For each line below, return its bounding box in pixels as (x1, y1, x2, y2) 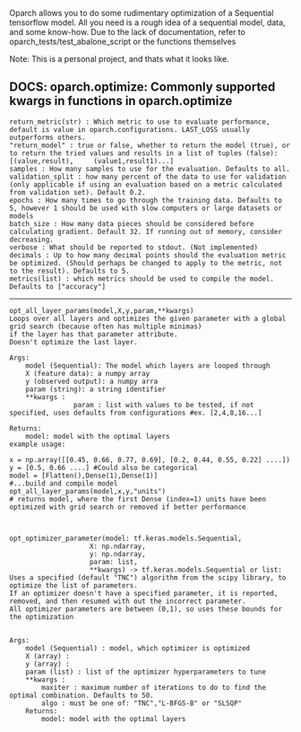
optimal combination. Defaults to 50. (9, 691, 154, 700)
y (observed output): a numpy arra (25, 377, 159, 386)
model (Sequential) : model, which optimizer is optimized (25, 643, 251, 653)
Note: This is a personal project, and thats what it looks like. (9, 54, 230, 64)
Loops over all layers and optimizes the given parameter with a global (9, 314, 287, 323)
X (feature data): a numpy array (25, 369, 150, 378)
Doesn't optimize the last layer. (9, 337, 139, 346)
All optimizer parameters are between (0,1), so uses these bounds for (9, 605, 282, 614)
